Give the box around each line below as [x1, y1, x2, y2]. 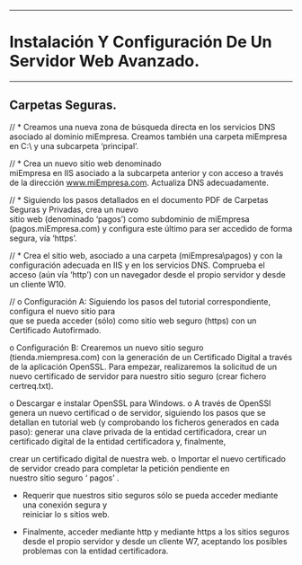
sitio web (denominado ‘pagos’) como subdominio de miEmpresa [9, 213, 250, 225]
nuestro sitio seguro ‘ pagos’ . [9, 472, 120, 483]
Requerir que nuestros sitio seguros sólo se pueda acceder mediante [22, 490, 279, 500]
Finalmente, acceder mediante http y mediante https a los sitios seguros [22, 526, 290, 537]
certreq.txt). [9, 380, 54, 391]
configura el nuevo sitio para [9, 305, 115, 316]
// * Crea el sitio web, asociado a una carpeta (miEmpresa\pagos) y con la [9, 250, 283, 260]
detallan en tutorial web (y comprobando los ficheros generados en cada [9, 417, 280, 428]
